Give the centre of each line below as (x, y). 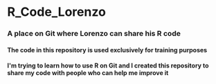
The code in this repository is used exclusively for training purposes (107, 50)
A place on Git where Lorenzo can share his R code (94, 34)
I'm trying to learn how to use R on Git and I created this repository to (108, 65)
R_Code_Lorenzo (56, 12)
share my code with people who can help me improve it (88, 73)
